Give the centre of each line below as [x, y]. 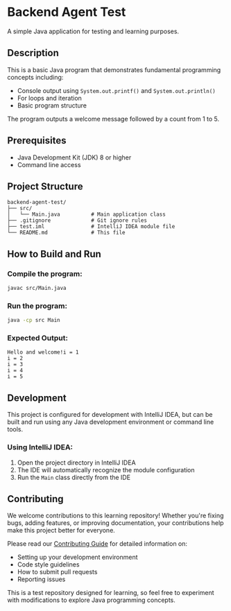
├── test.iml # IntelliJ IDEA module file [91, 227]
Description [33, 53]
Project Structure [45, 186]
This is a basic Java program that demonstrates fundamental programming [114, 69]
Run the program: [37, 306]
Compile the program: [45, 273]
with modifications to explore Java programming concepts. [91, 600]
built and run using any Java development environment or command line [111, 422]
